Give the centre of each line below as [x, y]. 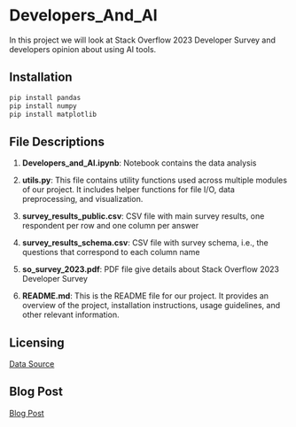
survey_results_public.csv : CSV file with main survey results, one [143, 216]
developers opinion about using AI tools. [83, 49]
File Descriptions [57, 141]
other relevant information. [70, 314]
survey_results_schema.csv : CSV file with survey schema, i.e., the [145, 243]
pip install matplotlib [53, 114]
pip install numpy [43, 106]
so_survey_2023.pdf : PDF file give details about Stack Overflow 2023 [150, 269]
